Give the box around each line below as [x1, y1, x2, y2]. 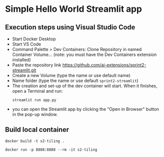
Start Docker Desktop [12, 36, 56, 42]
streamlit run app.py [12, 98, 56, 103]
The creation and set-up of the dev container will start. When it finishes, [12, 83, 158, 89]
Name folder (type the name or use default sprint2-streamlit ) [12, 78, 139, 83]
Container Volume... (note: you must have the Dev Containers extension [12, 52, 157, 57]
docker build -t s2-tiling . [5, 138, 65, 143]
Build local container [5, 126, 70, 134]
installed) [12, 57, 31, 62]
